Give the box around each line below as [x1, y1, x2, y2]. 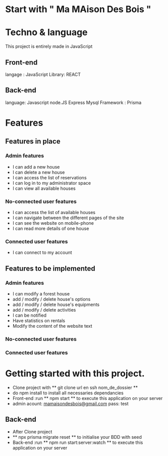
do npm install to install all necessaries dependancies [12, 390, 124, 396]
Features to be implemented [5, 264, 96, 273]
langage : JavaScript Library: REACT [5, 71, 81, 77]
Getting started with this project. [5, 368, 145, 379]
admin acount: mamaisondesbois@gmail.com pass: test [12, 400, 129, 407]
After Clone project [12, 428, 52, 435]
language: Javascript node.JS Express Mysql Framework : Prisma [5, 99, 142, 106]
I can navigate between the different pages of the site [12, 215, 125, 221]
